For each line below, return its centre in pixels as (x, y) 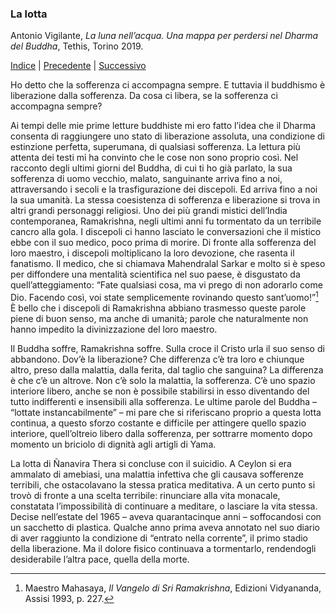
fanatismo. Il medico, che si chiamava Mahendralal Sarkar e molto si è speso (168, 264)
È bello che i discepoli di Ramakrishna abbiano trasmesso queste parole (158, 308)
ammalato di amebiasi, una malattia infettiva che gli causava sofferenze (157, 474)
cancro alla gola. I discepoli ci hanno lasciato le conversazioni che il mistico (166, 232)
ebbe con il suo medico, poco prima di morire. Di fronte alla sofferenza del (163, 243)
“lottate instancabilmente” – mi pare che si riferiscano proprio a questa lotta (166, 412)
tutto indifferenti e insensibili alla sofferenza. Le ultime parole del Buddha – (164, 401)
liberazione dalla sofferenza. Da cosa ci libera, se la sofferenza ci (144, 96)
